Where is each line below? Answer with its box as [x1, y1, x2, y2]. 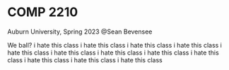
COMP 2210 [7, 4, 78, 20]
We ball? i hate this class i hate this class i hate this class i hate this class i [7, 41, 223, 49]
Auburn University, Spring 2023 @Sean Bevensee [7, 27, 153, 36]
